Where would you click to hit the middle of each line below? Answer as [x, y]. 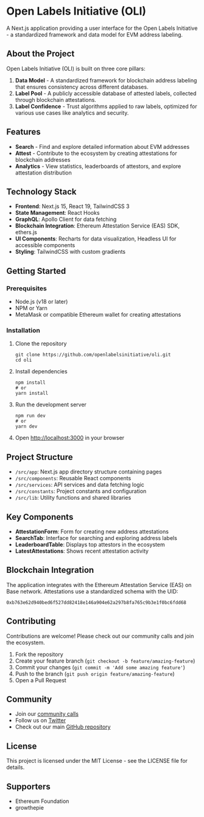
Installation [23, 330]
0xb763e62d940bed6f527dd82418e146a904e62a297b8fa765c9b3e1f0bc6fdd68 [97, 602]
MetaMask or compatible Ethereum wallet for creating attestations [98, 315]
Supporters [28, 786]
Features [23, 132]
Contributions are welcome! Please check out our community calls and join [100, 636]
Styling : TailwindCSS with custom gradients [70, 252]
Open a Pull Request [41, 680]
